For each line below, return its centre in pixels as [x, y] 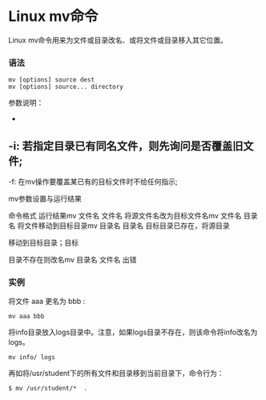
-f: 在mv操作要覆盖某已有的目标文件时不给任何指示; [93, 182]
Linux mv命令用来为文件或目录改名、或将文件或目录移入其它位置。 [118, 40]
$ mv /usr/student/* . [48, 389]
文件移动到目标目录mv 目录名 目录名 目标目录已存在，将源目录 [127, 226]
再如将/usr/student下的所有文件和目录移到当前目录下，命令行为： [116, 374]
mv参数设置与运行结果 [45, 199]
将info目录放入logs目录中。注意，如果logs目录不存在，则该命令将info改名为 [133, 332]
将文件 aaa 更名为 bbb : [47, 302]
